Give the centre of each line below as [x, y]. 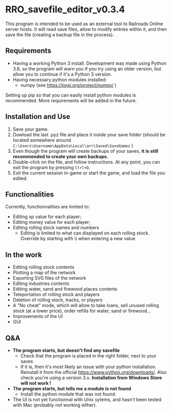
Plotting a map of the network [44, 273]
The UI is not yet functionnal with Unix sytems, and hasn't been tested [87, 399]
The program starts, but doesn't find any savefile [66, 350]
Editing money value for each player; [52, 222]
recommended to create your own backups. [61, 156]
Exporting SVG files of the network [49, 278]
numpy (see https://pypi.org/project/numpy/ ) [68, 85]
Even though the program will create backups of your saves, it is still [85, 151]
